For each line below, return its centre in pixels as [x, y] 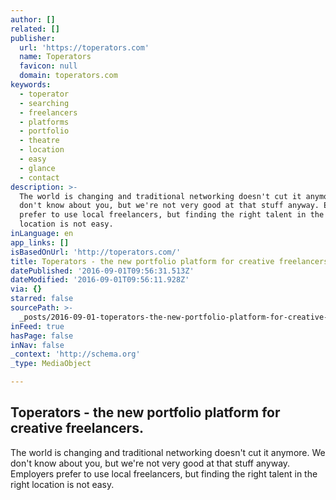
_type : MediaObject [51, 364]
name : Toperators [55, 57]
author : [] [33, 19]
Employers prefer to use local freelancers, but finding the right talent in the [164, 473]
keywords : [31, 85]
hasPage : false [42, 336]
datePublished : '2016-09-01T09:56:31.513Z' [102, 271]
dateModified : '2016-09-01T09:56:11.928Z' [100, 280]
